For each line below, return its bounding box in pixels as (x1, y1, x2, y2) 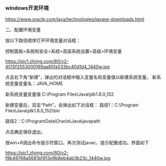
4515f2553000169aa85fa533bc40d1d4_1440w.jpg (5, 64, 110, 70)
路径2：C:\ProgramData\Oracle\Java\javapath (5, 118, 101, 124)
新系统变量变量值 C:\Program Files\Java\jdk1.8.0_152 (5, 91, 114, 97)
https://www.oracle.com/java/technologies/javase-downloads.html (5, 16, 144, 22)
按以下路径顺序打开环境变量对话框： (5, 37, 81, 44)
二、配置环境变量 (5, 27, 41, 33)
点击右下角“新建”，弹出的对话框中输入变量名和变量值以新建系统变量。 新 (5, 74, 157, 80)
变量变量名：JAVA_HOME (9, 80, 63, 87)
